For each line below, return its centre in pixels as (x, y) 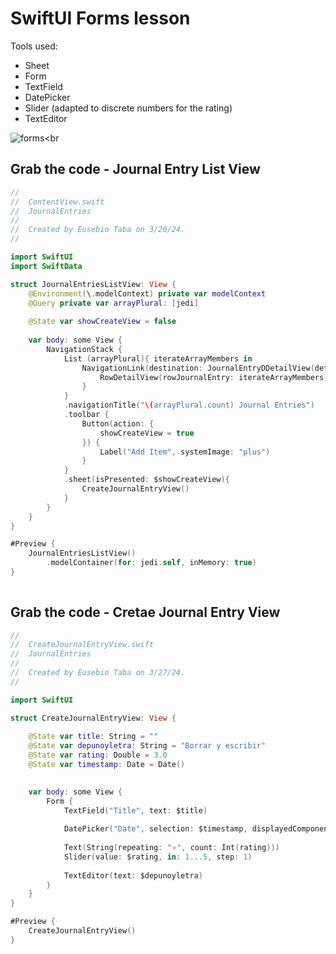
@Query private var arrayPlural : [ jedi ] (113, 303)
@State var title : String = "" (93, 737)
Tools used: (34, 46)
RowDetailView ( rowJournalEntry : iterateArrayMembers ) (214, 377)
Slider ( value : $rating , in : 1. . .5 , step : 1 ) (158, 857)
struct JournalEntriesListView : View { (93, 284)
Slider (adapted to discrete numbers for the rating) (128, 108)
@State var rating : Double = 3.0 (98, 755)
